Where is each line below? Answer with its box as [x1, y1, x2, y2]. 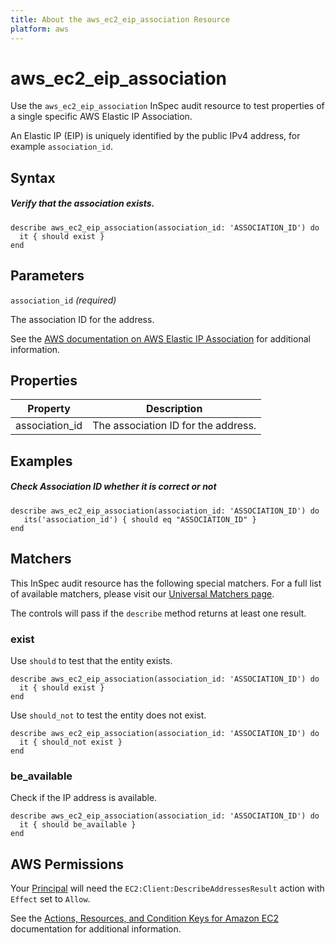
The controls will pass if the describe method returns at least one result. [10, 607, 307, 619]
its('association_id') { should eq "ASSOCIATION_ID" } [23, 514, 257, 525]
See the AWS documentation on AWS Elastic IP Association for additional [10, 332, 311, 345]
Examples [10, 452, 73, 470]
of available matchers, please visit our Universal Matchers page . [10, 587, 275, 600]
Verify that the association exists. [10, 197, 155, 210]
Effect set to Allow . [10, 893, 91, 905]
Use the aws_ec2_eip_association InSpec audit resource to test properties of [10, 100, 325, 112]
